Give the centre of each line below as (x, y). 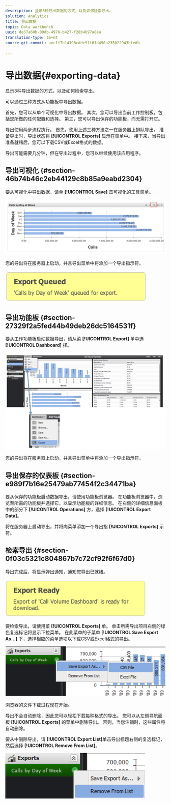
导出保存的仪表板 (32, 475)
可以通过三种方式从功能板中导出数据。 (45, 101)
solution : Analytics (27, 16)
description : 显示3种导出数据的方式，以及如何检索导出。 (59, 11)
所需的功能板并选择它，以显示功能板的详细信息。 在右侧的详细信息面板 (88, 503)
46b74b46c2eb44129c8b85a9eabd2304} (74, 179)
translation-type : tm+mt (32, 38)
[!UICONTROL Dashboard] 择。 (39, 345)
